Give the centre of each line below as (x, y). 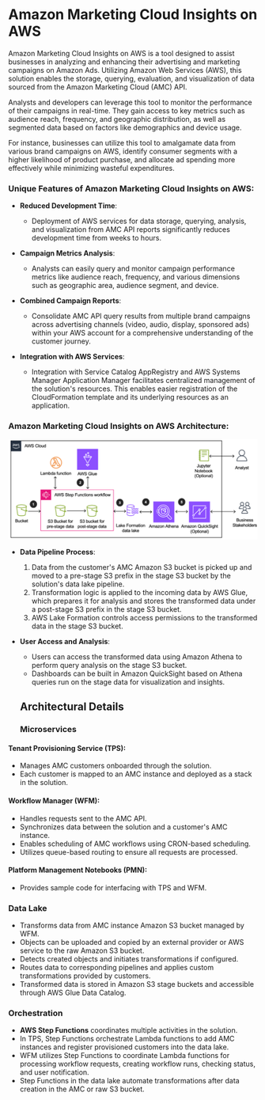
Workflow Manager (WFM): (54, 800)
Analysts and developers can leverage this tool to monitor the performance (130, 102)
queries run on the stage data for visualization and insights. (128, 681)
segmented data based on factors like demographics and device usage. (125, 127)
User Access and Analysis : (65, 641)
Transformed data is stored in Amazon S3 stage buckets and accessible (137, 984)
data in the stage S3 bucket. (78, 626)
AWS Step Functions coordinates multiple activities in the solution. (129, 1030)
